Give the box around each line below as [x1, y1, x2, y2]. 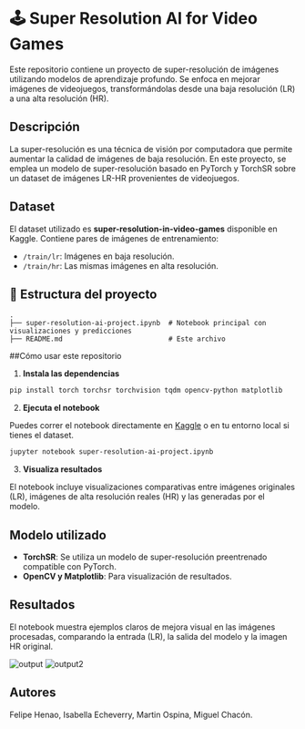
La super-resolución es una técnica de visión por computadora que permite [9, 143, 293, 154]
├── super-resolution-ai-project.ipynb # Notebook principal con [9, 319, 267, 328]
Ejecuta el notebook [22, 403, 100, 414]
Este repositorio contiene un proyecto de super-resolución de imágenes [9, 64, 280, 75]
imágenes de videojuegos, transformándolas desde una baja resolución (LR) [9, 83, 296, 94]
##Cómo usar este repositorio [9, 351, 122, 362]
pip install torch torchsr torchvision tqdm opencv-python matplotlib [9, 385, 283, 395]
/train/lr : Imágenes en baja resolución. [22, 251, 175, 262]
